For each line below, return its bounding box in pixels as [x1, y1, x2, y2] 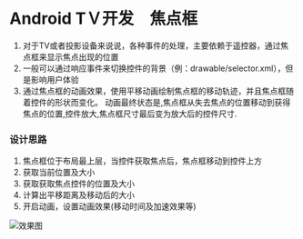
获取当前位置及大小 [22, 167, 96, 178]
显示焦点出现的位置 [46, 51, 119, 62]
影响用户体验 [30, 74, 79, 85]
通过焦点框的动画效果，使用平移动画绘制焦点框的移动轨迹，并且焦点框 [22, 85, 287, 96]
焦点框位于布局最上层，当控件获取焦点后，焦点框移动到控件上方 [22, 155, 262, 166]
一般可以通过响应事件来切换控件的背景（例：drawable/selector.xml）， [22, 63, 286, 74]
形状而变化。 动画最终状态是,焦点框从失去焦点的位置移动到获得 [54, 96, 291, 107]
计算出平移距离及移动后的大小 [22, 190, 135, 201]
